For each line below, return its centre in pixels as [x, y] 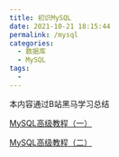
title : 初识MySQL [41, 18]
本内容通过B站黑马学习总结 [59, 103]
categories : [32, 43]
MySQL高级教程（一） [51, 123]
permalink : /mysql [44, 34]
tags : [19, 69]
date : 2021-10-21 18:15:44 [60, 26]
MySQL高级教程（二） [51, 142]
